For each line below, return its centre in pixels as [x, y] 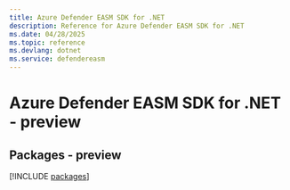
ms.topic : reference [48, 42]
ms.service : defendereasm [57, 59]
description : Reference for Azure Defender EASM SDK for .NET [127, 26]
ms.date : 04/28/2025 [48, 34]
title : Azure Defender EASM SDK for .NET [87, 17]
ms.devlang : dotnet [45, 51]
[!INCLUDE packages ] [49, 176]
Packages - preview [65, 155]
